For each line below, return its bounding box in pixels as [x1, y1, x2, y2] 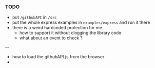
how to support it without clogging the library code [19, 30, 122, 36]
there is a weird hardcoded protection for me [12, 25, 102, 31]
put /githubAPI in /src [12, 15, 57, 20]
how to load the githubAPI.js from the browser [12, 54, 105, 60]
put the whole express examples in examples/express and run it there [12, 19, 150, 25]
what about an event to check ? [19, 35, 83, 41]
